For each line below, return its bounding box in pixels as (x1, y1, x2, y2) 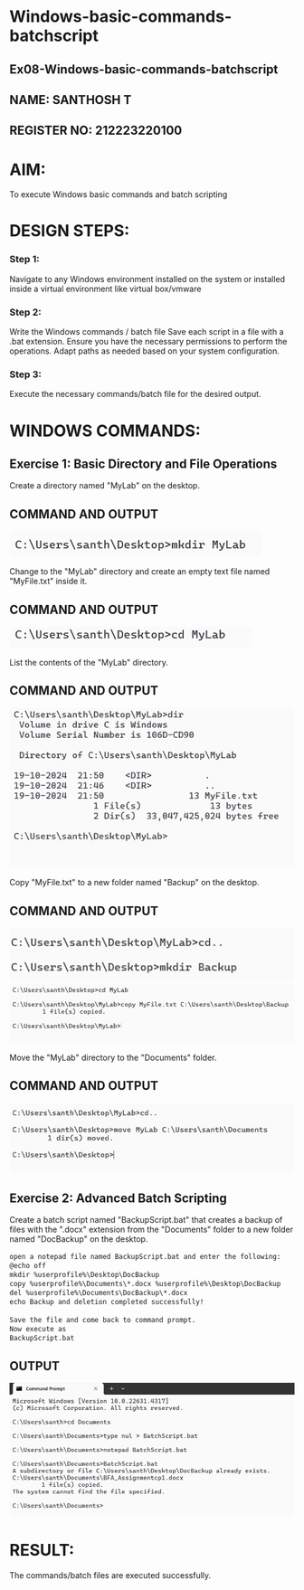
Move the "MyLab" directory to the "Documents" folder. (9, 1052, 217, 1063)
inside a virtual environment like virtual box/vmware (9, 283, 202, 294)
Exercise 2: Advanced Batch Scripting (9, 1190, 228, 1206)
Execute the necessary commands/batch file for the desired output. (9, 389, 261, 400)
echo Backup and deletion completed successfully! (9, 1298, 204, 1307)
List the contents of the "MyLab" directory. (9, 658, 169, 667)
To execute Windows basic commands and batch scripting (9, 189, 228, 200)
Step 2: (9, 306, 43, 318)
